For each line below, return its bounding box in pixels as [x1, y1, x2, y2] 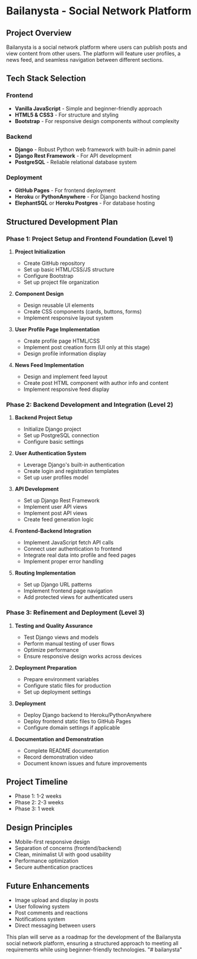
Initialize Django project [23, 425, 81, 433]
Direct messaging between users [14, 922, 96, 929]
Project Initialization [14, 248, 66, 255]
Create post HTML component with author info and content [23, 379, 169, 386]
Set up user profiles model [23, 474, 89, 481]
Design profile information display [23, 350, 107, 357]
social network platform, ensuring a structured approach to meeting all [6, 940, 179, 947]
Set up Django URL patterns [23, 581, 92, 588]
